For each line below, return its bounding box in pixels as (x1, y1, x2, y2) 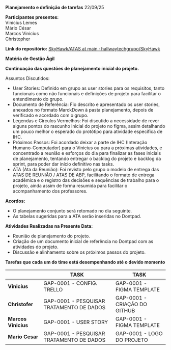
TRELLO (43, 286, 63, 293)
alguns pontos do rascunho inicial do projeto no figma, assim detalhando (12, 123, 165, 129)
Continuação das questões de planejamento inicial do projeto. (5, 66, 139, 71)
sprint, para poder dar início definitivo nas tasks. (12, 161, 115, 167)
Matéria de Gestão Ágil (5, 56, 55, 62)
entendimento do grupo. (12, 96, 64, 102)
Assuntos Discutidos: (5, 75, 50, 81)
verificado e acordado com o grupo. (12, 112, 89, 118)
